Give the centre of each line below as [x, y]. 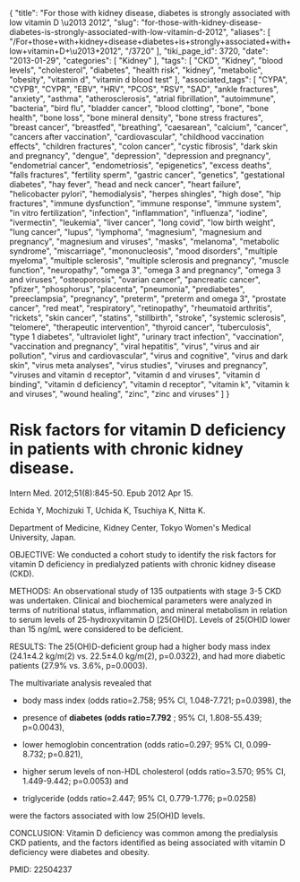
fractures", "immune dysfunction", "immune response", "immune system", [146, 203]
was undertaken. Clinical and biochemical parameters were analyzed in [141, 601]
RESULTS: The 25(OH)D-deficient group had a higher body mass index [140, 646]
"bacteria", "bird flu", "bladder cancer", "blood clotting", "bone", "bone [139, 108]
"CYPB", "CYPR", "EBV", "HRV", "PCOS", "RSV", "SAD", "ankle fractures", [144, 89]
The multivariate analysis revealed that [81, 683]
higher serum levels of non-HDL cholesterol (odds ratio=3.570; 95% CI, [154, 771]
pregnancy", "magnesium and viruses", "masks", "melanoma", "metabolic [145, 242]
